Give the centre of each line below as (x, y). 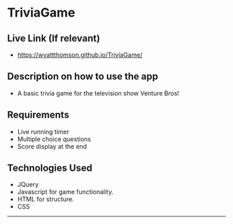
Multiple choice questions (54, 139)
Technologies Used (50, 168)
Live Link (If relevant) (54, 38)
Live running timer (43, 131)
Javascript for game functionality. (65, 192)
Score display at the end (52, 146)
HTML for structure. (45, 199)
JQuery (28, 185)
